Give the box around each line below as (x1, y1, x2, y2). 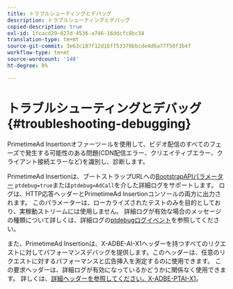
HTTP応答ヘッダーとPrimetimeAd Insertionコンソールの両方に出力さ (25, 189, 221, 198)
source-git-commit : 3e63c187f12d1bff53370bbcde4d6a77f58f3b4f (7, 43, 191, 50)
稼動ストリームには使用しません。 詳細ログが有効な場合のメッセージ (25, 207, 222, 215)
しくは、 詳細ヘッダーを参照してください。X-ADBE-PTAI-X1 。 (26, 274, 202, 283)
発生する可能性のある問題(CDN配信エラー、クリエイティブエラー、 (25, 148, 217, 157)
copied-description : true (7, 23, 82, 30)
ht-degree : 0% (7, 62, 49, 69)
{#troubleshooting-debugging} (7, 116, 191, 131)
